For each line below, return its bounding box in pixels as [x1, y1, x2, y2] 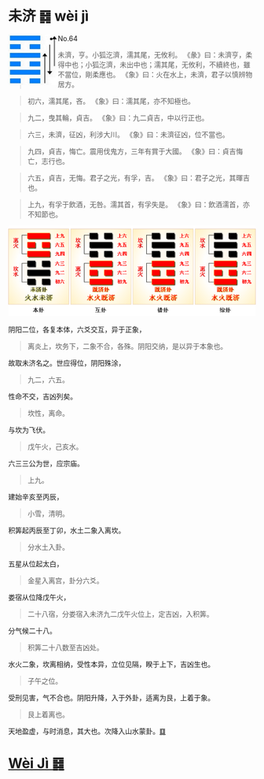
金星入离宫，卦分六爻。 [27, 576, 104, 585]
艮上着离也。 [27, 710, 69, 719]
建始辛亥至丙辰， [8, 492, 64, 502]
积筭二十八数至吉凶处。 [27, 643, 104, 652]
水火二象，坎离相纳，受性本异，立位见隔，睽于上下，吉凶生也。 [8, 659, 214, 670]
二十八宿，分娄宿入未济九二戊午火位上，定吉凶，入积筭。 [27, 610, 214, 619]
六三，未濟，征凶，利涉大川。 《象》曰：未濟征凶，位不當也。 [27, 129, 229, 139]
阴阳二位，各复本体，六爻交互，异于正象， [8, 325, 146, 335]
